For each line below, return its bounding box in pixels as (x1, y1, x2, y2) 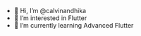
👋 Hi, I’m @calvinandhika (13, 7, 87, 15)
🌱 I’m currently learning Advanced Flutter (13, 21, 134, 29)
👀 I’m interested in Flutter (13, 14, 87, 22)
